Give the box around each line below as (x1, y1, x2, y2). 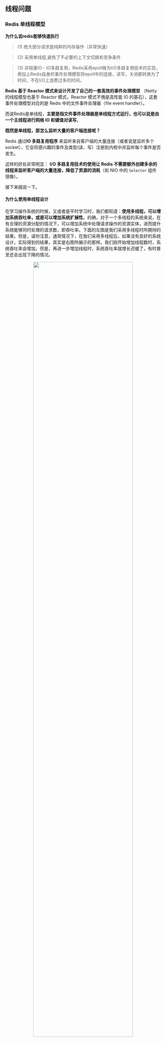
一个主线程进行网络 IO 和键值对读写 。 (5, 117, 82, 123)
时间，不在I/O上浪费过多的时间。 (17, 77, 84, 83)
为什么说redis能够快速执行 (5, 33, 59, 39)
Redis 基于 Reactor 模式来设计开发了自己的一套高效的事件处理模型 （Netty (5, 87, 157, 93)
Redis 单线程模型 (5, 21, 45, 28)
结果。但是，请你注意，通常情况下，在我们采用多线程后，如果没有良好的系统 (5, 233, 161, 239)
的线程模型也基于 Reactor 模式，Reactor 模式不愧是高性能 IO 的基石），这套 (5, 94, 158, 100)
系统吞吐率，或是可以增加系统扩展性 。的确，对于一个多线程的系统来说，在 (9, 214, 161, 220)
